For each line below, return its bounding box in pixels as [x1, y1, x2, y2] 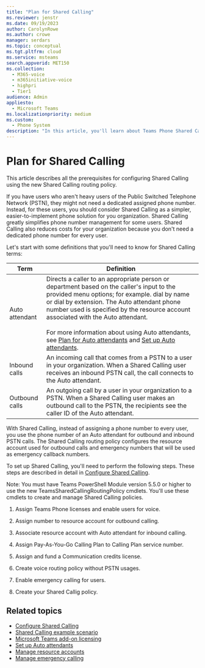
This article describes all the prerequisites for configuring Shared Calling [6, 174, 189, 182]
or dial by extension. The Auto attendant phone [46, 297, 181, 306]
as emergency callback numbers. [6, 450, 90, 458]
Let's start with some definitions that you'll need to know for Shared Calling [6, 243, 195, 251]
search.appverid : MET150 [6, 60, 70, 66]
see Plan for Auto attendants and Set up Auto [46, 336, 176, 344]
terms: [6, 250, 23, 257]
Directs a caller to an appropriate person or [46, 275, 170, 283]
